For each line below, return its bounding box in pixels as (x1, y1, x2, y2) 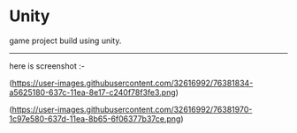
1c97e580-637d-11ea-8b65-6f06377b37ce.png (9, 113, 181, 124)
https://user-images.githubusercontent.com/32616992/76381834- (11, 78, 254, 88)
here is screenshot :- (9, 60, 86, 71)
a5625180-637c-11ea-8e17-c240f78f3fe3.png (9, 86, 177, 98)
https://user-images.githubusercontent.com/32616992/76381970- (11, 104, 253, 115)
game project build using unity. (9, 35, 122, 46)
